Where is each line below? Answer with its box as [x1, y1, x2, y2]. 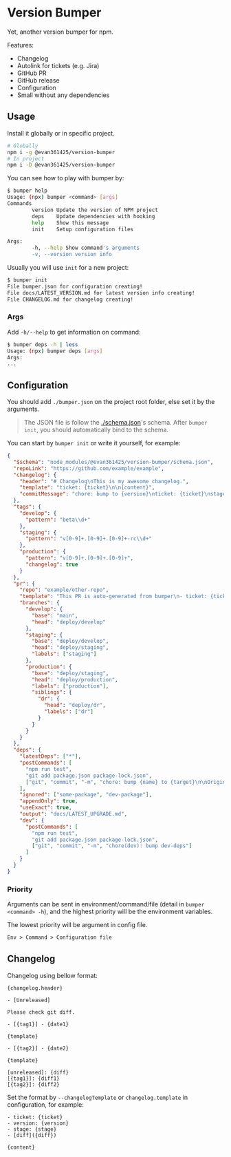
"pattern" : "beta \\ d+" [25, 516, 91, 523]
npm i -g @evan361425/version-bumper [7, 149, 115, 156]
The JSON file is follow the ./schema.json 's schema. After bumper [23, 418, 208, 427]
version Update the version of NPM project [32, 206, 158, 213]
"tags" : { [13, 504, 41, 511]
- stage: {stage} [7, 1125, 57, 1133]
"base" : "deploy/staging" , [32, 670, 109, 677]
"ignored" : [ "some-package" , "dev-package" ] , [19, 792, 153, 798]
